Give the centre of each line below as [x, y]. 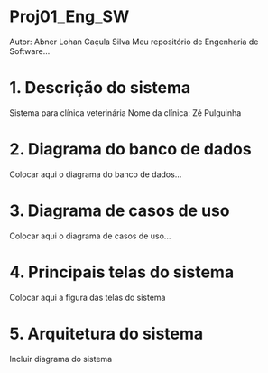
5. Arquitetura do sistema [106, 334]
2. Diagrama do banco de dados [130, 149]
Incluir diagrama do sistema [61, 359]
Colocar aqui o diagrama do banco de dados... [96, 174]
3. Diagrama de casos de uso [120, 210]
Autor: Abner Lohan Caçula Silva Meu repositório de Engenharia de [134, 42]
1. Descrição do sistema [100, 88]
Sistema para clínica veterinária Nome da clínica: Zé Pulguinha [125, 112]
